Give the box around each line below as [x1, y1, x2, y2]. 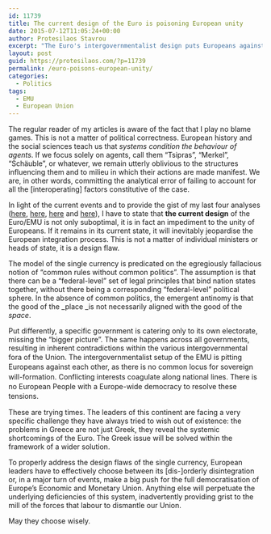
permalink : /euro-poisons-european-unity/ [8, 65, 153, 73]
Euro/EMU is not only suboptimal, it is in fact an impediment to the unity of [8, 218, 256, 227]
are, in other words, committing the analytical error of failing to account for [8, 176, 256, 186]
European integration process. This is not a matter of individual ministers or [8, 235, 258, 244]
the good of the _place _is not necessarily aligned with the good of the [8, 302, 243, 311]
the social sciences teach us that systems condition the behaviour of [8, 142, 237, 151]
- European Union [15, 102, 74, 110]
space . [8, 311, 31, 320]
